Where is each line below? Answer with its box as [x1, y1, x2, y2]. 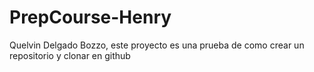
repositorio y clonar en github [9, 49, 131, 61]
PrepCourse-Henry [9, 6, 172, 29]
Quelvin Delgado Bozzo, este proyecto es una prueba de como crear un [9, 39, 305, 51]
